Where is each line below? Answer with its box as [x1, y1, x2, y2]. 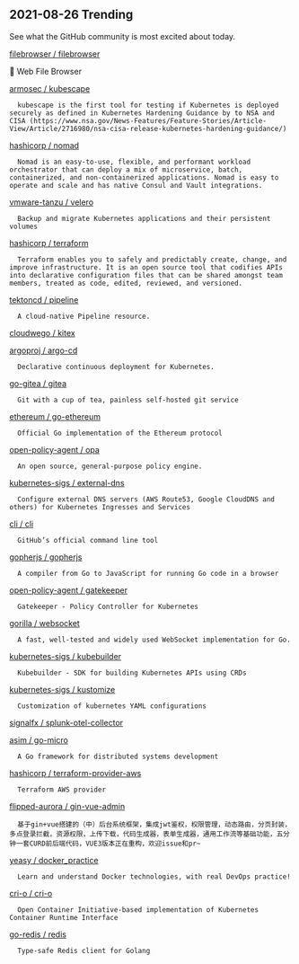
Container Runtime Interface [9, 913, 119, 922]
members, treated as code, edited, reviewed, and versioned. [9, 279, 243, 287]
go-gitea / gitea [9, 377, 67, 389]
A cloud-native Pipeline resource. [17, 312, 151, 321]
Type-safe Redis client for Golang [17, 946, 151, 955]
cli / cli [9, 518, 34, 529]
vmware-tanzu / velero [9, 197, 94, 208]
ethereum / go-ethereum [9, 411, 101, 421]
